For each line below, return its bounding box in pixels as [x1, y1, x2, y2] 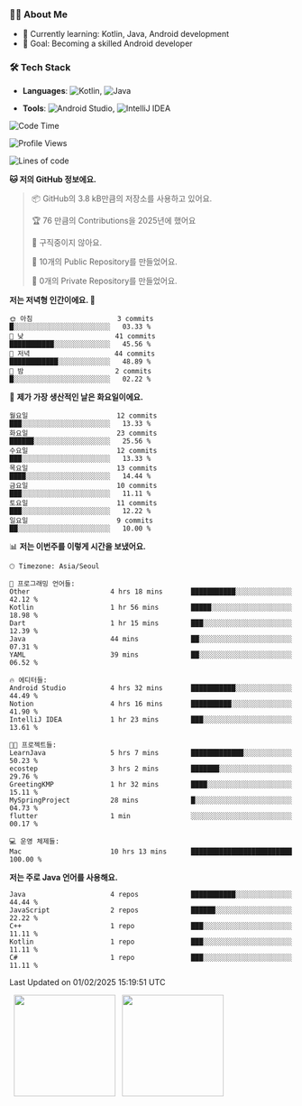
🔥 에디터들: [9, 676, 48, 685]
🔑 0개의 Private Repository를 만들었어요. [31, 275, 178, 286]
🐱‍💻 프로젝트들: [9, 740, 57, 750]
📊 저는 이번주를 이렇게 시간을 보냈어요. [9, 540, 147, 551]
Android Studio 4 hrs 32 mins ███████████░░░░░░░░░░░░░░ [9, 683, 293, 693]
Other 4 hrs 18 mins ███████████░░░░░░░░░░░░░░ [9, 586, 293, 596]
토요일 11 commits [9, 498, 158, 508]
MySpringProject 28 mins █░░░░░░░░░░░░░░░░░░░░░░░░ [9, 796, 293, 805]
